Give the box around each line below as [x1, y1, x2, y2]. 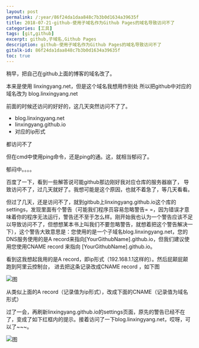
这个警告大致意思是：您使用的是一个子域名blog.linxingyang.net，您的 [18, 228, 188, 235]
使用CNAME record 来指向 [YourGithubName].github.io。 [16, 243, 156, 250]
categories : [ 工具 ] [6, 25, 53, 31]
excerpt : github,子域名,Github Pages [6, 36, 97, 42]
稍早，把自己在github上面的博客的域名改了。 [6, 69, 115, 77]
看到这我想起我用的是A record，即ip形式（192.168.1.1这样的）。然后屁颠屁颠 [6, 255, 188, 262]
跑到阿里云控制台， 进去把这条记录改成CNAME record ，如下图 [6, 262, 160, 270]
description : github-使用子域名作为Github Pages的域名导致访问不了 [6, 42, 162, 48]
